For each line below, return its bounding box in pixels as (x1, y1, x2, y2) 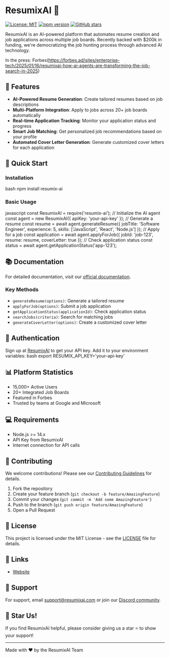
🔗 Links (5, 555, 29, 564)
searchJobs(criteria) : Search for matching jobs (12, 314, 113, 320)
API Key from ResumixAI (12, 437, 63, 443)
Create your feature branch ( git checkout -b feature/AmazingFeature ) (12, 491, 160, 497)
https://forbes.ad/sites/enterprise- (48, 57, 120, 63)
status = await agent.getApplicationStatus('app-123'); (5, 242, 117, 248)
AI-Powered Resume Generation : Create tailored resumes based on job (12, 96, 163, 102)
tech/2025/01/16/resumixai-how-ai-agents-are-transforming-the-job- (5, 62, 150, 68)
